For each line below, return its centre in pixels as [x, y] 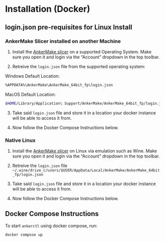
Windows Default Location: [32, 76]
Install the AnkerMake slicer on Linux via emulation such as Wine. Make [84, 151]
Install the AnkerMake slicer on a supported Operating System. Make [82, 52]
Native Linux [20, 140]
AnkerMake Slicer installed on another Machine [63, 41]
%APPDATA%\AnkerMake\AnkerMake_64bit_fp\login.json [59, 85]
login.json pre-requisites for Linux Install [69, 27]
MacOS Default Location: [30, 94]
